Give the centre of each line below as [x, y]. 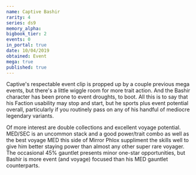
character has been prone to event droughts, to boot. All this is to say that [97, 97]
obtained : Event [26, 56]
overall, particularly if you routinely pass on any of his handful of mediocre [98, 110]
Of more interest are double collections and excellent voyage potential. [94, 128]
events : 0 [19, 39]
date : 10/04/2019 [28, 51]
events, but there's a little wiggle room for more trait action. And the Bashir [98, 91]
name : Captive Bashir [33, 12]
